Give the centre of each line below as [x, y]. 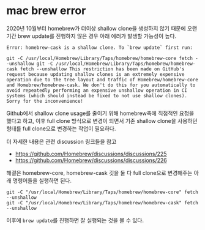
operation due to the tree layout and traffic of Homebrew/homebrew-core [102, 80]
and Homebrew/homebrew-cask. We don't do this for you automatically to [101, 85]
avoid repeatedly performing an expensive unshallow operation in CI [97, 90]
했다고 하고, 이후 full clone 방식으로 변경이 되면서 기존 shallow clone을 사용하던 [102, 121]
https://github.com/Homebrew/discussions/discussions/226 [91, 160]
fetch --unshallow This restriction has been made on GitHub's [102, 69]
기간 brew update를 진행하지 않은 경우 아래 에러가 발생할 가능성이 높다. [91, 36]
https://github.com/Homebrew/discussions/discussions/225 [91, 154]
